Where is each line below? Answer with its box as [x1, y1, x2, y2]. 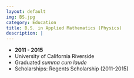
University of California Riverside [14, 53, 95, 60]
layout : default [6, 8, 46, 15]
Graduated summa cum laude [14, 59, 87, 66]
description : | [6, 30, 43, 36]
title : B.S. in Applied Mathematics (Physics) [6, 25, 122, 31]
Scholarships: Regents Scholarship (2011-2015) [14, 65, 129, 72]
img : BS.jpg [6, 14, 35, 20]
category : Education [6, 19, 57, 25]
